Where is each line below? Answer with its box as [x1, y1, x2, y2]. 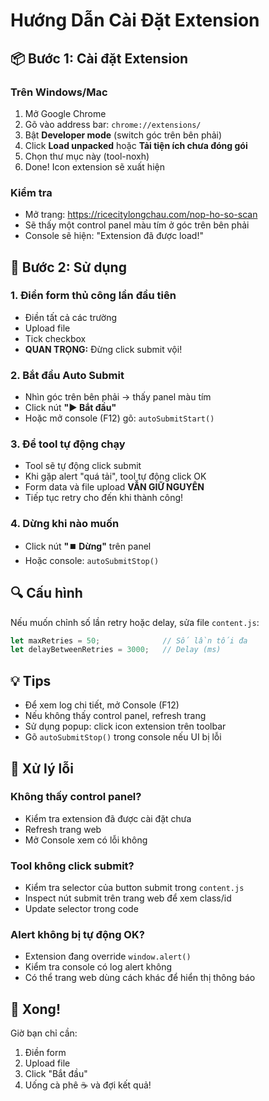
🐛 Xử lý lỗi [10, 760, 74, 777]
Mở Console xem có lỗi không [24, 834, 148, 846]
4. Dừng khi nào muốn [10, 517, 120, 531]
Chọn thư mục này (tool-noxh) [24, 150, 150, 162]
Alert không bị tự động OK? [10, 928, 145, 942]
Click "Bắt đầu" [24, 1068, 88, 1080]
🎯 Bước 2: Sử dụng [10, 259, 127, 276]
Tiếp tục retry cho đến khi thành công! [24, 492, 184, 504]
